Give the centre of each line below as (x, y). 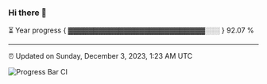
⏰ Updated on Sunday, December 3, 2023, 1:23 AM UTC (101, 56)
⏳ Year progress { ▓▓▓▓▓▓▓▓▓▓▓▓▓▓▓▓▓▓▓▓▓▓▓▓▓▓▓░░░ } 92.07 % (131, 30)
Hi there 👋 (28, 13)
